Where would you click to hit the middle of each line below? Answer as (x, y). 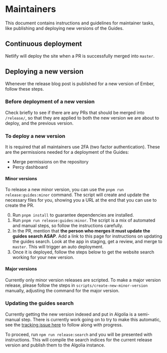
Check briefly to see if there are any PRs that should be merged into (75, 113)
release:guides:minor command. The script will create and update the (77, 195)
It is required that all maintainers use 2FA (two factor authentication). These (83, 147)
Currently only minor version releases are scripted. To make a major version (83, 280)
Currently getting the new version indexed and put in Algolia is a (71, 314)
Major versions (21, 269)
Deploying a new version (44, 71)
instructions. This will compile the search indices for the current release (79, 340)
